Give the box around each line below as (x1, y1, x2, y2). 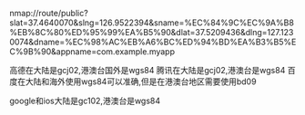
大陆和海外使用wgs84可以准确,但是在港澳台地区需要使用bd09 (25, 76, 257, 87)
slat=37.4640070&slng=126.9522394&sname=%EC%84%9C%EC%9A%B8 (9, 17, 294, 28)
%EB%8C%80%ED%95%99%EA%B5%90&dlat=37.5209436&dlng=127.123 (9, 27, 294, 37)
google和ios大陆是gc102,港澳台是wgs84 (9, 95, 161, 106)
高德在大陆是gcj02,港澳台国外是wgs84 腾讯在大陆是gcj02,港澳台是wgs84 (9, 65, 286, 75)
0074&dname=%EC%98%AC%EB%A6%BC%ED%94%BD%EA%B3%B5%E (9, 36, 297, 47)
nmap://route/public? (9, 8, 88, 18)
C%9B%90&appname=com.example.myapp (9, 46, 176, 57)
